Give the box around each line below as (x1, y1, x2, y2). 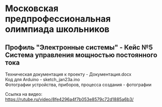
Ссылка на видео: (5, 91, 43, 97)
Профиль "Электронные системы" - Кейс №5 (5, 43, 153, 51)
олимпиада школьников (5, 24, 110, 35)
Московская (5, 3, 59, 14)
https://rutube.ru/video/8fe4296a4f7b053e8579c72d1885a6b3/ (5, 96, 134, 102)
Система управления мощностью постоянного (5, 51, 158, 59)
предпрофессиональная (5, 13, 111, 24)
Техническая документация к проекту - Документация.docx (5, 71, 132, 77)
